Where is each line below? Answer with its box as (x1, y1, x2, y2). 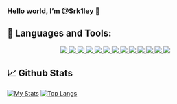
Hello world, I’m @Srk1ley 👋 (7, 6, 101, 16)
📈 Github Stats (7, 67, 73, 79)
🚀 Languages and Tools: (7, 28, 112, 39)
